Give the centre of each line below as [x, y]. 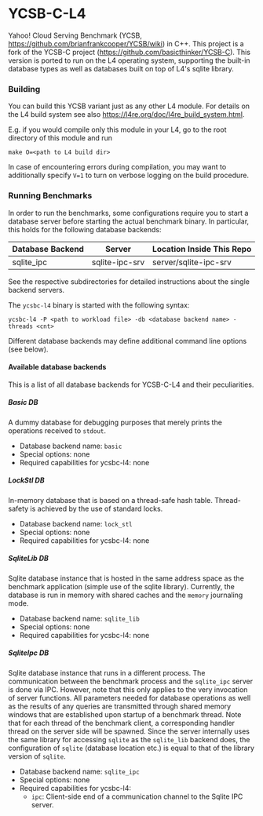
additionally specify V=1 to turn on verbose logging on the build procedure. [129, 175]
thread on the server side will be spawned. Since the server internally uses [129, 731]
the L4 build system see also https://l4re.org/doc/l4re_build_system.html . [126, 115]
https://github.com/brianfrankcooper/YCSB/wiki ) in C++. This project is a [126, 43]
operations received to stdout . [57, 430]
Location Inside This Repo [202, 249]
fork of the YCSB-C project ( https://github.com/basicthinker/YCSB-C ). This [130, 52]
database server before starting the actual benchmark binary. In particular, [129, 221]
